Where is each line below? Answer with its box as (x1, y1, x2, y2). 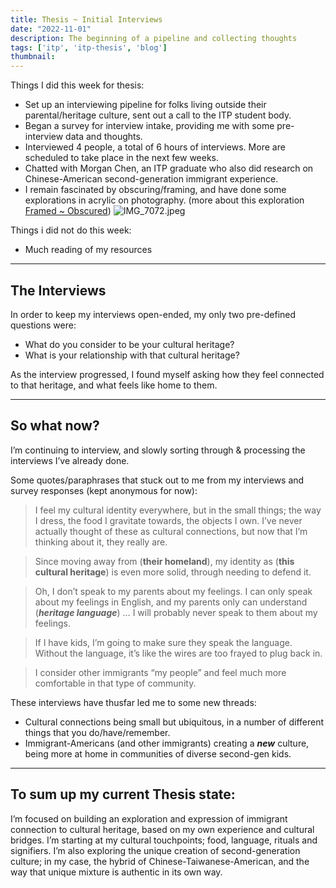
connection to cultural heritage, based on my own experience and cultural (10, 823, 315, 835)
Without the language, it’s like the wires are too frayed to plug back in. (34, 647, 323, 659)
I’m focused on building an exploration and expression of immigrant (10, 812, 288, 825)
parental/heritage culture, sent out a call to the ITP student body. (24, 109, 292, 121)
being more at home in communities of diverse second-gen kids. (24, 747, 292, 760)
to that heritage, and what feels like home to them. (10, 379, 218, 391)
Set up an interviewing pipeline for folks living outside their (24, 99, 267, 111)
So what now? (10, 417, 100, 435)
